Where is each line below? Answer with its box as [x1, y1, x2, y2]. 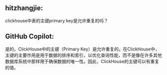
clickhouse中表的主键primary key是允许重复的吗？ [5, 17, 108, 24]
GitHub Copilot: [5, 32, 54, 41]
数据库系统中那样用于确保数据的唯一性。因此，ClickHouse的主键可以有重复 [5, 58, 160, 64]
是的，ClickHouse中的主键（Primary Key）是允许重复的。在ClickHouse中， [5, 46, 160, 52]
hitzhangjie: [5, 4, 43, 12]
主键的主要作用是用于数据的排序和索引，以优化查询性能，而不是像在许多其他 [5, 52, 162, 58]
